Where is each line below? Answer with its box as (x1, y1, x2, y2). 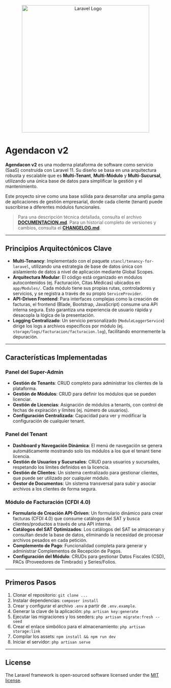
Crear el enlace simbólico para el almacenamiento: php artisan (12, 623, 146, 629)
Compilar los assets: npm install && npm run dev (12, 633, 116, 640)
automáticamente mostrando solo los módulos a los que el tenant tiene (12, 448, 161, 454)
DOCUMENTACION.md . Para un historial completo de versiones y (17, 219, 156, 225)
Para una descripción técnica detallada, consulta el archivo (17, 214, 142, 220)
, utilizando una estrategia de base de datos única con (28, 263, 142, 269)
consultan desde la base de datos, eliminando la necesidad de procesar (12, 532, 164, 538)
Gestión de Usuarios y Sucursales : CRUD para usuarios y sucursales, (12, 458, 160, 465)
